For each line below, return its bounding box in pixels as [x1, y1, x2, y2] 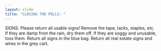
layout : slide [5, 7, 34, 12]
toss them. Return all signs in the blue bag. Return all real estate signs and [5, 35, 152, 41]
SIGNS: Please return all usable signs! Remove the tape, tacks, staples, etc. [5, 25, 155, 31]
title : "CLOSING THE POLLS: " [5, 12, 66, 17]
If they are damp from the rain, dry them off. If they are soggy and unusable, [5, 30, 157, 36]
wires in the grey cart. [5, 40, 49, 46]
